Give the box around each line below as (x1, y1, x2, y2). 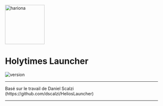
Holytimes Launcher (5, 56, 89, 67)
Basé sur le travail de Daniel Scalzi (5, 85, 74, 91)
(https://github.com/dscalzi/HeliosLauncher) (5, 91, 94, 96)
